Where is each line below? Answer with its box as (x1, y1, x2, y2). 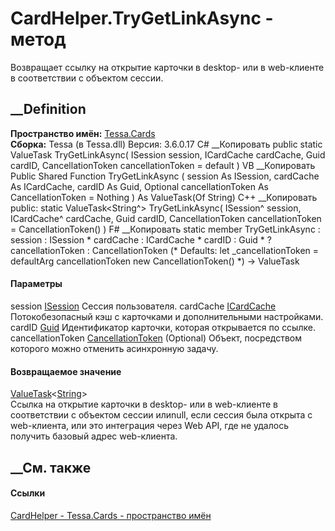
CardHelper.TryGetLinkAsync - (10, 7, 274, 30)
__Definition (10, 101, 87, 118)
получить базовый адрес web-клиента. (10, 430, 178, 442)
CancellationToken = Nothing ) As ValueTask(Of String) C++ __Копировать (10, 191, 318, 203)
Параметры (10, 278, 63, 290)
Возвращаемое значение (10, 365, 122, 377)
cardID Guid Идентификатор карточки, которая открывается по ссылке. (10, 321, 316, 333)
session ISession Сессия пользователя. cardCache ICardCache (10, 300, 277, 312)
